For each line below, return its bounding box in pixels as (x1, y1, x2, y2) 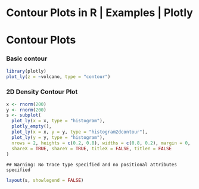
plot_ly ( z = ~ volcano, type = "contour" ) (6, 73, 111, 80)
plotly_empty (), (11, 123, 52, 129)
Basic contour (6, 54, 48, 63)
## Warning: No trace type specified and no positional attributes (6, 162, 178, 168)
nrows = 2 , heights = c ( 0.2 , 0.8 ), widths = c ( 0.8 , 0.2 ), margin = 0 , (11, 140, 191, 146)
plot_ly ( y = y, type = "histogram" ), (11, 134, 105, 140)
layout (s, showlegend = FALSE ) (6, 178, 84, 184)
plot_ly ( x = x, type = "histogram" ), (11, 118, 105, 124)
